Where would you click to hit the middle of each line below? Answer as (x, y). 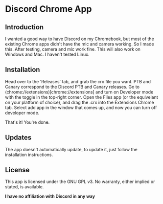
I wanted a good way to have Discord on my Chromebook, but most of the (80, 39)
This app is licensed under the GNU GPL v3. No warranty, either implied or (80, 181)
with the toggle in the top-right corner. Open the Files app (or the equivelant (81, 97)
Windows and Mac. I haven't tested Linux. (47, 54)
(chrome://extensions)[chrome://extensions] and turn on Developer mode (79, 92)
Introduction (24, 27)
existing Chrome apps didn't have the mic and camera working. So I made (80, 44)
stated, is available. (24, 187)
